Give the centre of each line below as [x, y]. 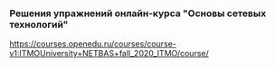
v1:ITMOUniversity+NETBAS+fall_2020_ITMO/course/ [109, 54]
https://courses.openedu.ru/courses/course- [93, 44]
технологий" [39, 24]
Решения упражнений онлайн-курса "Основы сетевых [138, 13]
